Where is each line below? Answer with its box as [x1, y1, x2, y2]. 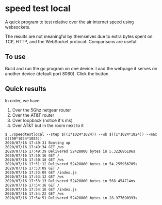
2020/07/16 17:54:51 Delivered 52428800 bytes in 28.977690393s [5, 195, 138, 200]
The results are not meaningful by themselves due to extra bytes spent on [5, 33, 153, 39]
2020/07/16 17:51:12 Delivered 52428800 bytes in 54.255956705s [5, 161, 138, 166]
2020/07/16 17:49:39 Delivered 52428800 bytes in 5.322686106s [5, 149, 136, 154]
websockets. [5, 24, 31, 30]
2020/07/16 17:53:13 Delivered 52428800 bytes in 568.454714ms [5, 178, 136, 183]
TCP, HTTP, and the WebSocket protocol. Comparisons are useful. [5, 38, 138, 44]
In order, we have [5, 97, 40, 103]
